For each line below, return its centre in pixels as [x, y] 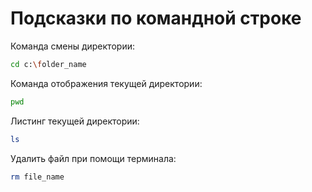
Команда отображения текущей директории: [106, 83]
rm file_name [37, 177]
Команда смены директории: [72, 46]
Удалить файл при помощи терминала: [93, 158]
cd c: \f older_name [48, 64]
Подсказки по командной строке [156, 18]
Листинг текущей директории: [75, 121]
